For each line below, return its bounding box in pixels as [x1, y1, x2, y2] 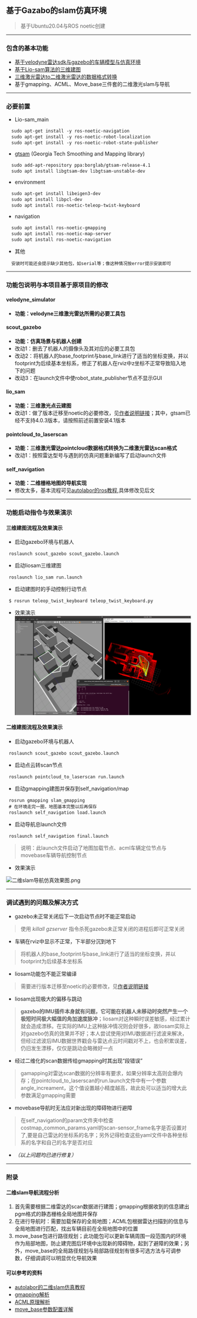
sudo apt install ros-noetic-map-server [11, 231, 111, 237]
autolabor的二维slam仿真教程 [14, 1283, 86, 1290]
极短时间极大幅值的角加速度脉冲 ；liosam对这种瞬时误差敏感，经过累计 [20, 1015, 191, 1022]
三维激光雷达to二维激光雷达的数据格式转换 [14, 73, 117, 81]
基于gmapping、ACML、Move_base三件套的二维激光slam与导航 [14, 81, 170, 88]
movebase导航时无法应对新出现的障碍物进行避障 [14, 1104, 133, 1112]
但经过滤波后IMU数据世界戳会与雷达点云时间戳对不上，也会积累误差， [20, 1038, 190, 1045]
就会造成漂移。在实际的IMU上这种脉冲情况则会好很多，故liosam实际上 [20, 1023, 191, 1030]
